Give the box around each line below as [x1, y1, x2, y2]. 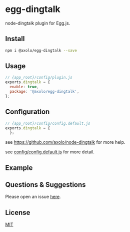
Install [5, 35, 25, 43]
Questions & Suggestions [5, 180, 86, 189]
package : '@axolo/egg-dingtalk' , [9, 89, 79, 94]
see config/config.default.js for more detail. [5, 149, 95, 155]
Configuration [5, 108, 50, 116]
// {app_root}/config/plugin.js [5, 75, 72, 80]
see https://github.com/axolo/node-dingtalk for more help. [5, 139, 125, 145]
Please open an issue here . [5, 194, 61, 200]
